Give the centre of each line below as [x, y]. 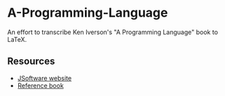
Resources [31, 62]
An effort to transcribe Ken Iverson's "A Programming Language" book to [113, 32]
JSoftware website [45, 78]
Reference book [41, 86]
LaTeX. [17, 39]
